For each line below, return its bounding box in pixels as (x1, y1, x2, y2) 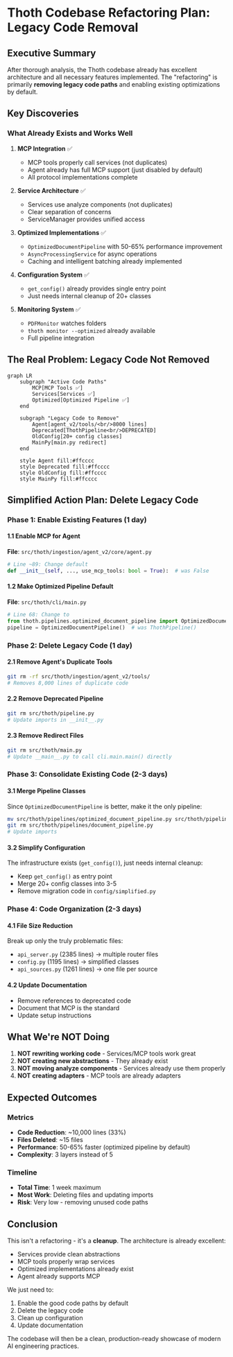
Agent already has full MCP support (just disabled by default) (27, 165, 203, 174)
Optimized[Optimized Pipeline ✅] (32, 397, 130, 404)
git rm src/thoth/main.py (7, 747, 82, 754)
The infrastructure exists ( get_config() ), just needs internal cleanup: (7, 858, 203, 867)
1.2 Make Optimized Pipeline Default (7, 582, 114, 591)
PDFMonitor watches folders (27, 319, 107, 327)
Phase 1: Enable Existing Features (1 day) (7, 515, 147, 524)
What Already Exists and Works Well (7, 128, 133, 138)
